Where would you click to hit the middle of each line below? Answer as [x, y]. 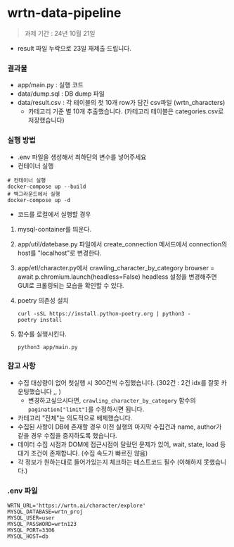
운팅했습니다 [35, 391]
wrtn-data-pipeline [64, 13]
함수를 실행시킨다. [42, 334]
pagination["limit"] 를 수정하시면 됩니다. [86, 409]
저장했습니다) [46, 120]
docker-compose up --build [47, 187]
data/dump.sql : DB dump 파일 [61, 94]
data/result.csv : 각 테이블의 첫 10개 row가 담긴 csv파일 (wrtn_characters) [121, 103]
